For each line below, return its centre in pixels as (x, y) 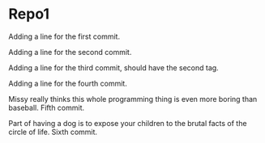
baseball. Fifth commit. (47, 107)
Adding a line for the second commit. (70, 52)
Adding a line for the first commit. (64, 36)
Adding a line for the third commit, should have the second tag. (113, 67)
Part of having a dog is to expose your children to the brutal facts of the (128, 123)
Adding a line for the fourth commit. (68, 83)
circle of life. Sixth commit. (53, 132)
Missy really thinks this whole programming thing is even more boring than (133, 99)
